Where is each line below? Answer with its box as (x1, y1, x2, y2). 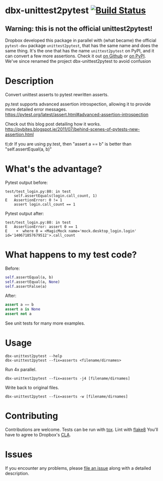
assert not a (5, 311, 32, 316)
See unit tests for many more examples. (5, 320, 85, 326)
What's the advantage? (5, 163, 102, 175)
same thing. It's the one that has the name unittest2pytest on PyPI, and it (5, 48, 154, 53)
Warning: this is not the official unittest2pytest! (5, 25, 153, 33)
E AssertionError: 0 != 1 (5, 198, 63, 203)
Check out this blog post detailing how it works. (5, 121, 101, 127)
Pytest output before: (5, 179, 48, 185)
